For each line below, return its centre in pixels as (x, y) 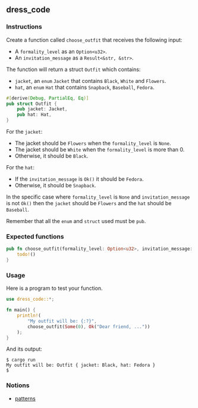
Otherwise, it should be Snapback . (55, 186)
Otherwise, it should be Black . (51, 156)
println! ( (29, 316)
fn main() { (21, 310)
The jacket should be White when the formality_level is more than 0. (100, 150)
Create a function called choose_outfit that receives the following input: (94, 40)
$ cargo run (21, 360)
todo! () (26, 255)
